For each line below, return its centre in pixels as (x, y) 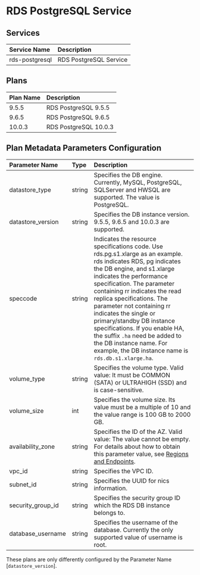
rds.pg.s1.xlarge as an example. (138, 254)
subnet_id (23, 485)
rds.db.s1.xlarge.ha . (124, 358)
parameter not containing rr (132, 306)
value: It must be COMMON (132, 375)
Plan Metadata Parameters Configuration (84, 148)
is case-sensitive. (119, 390)
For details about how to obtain (137, 446)
